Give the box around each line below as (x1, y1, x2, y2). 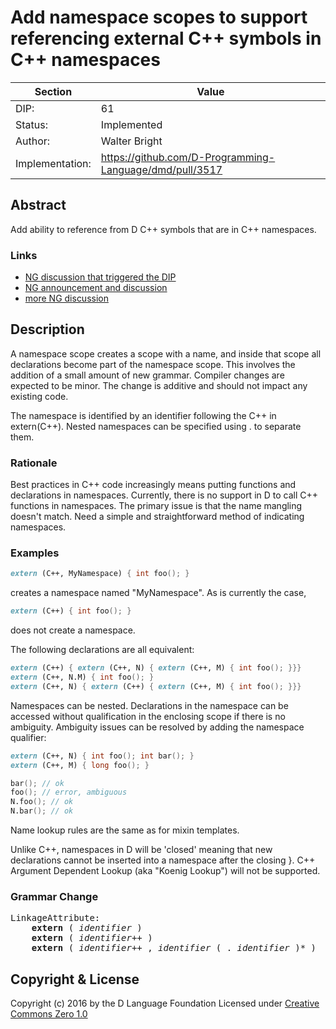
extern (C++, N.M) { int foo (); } (10, 672, 155, 683)
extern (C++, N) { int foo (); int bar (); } (10, 751, 195, 761)
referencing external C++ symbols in (10, 27, 322, 50)
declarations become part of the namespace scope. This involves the (10, 358, 296, 370)
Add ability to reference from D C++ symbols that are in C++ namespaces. (10, 223, 317, 235)
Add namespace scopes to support (10, 6, 308, 29)
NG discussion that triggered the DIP (24, 271, 177, 283)
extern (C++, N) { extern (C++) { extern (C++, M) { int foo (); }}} (10, 681, 302, 691)
